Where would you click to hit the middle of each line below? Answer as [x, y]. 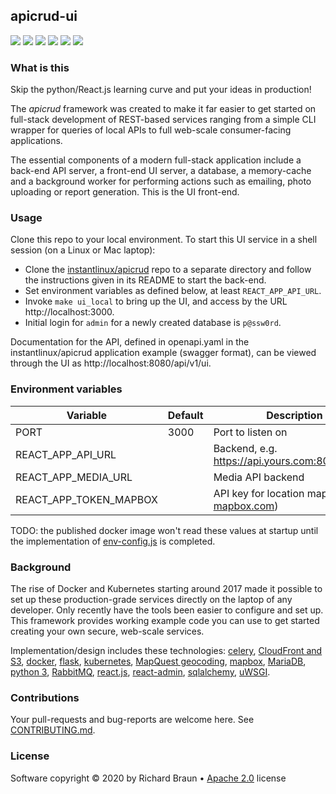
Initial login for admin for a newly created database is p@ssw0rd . [153, 323]
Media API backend [259, 477]
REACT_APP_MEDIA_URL [74, 477]
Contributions [45, 697]
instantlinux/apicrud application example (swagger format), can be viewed [163, 353]
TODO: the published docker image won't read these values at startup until [164, 530]
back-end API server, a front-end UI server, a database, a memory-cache [161, 171]
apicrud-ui [44, 16]
